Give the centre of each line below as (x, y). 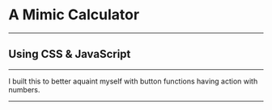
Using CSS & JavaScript (70, 54)
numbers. (24, 89)
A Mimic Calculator (74, 15)
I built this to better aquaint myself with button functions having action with (133, 81)
